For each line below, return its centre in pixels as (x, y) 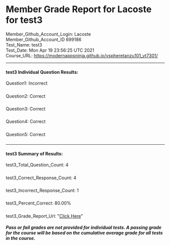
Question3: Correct (26, 109)
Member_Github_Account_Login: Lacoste (48, 34)
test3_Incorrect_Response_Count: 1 (42, 190)
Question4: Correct (26, 121)
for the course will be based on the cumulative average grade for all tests (84, 233)
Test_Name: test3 (24, 45)
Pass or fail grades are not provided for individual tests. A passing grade (84, 228)
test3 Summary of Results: (34, 153)
